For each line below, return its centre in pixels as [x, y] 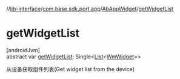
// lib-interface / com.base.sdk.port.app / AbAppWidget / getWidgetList [90, 9]
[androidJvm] [23, 50]
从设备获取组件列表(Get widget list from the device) [71, 69]
